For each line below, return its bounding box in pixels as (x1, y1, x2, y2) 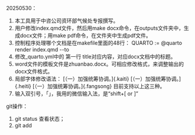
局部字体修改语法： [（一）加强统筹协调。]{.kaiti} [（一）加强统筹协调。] (14, 75, 181, 82)
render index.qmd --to (14, 46, 70, 53)
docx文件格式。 (14, 68, 53, 75)
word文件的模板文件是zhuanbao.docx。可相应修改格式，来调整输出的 (14, 60, 184, 67)
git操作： (6, 102, 28, 110)
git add (14, 122, 32, 128)
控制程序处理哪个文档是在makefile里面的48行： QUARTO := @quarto (14, 40, 182, 46)
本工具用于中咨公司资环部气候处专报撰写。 (14, 17, 119, 24)
